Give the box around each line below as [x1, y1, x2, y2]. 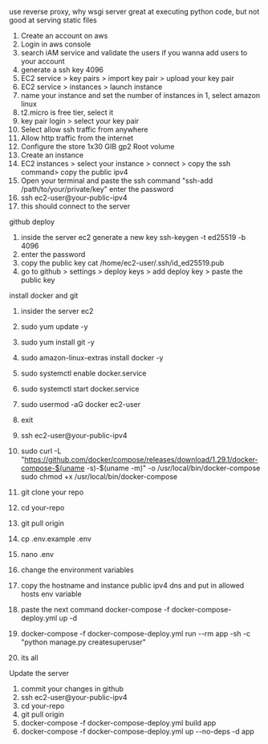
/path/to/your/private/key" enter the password [20, 185, 174, 193]
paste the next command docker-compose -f [20, 605, 170, 614]
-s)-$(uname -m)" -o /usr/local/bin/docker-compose [86, 463, 261, 473]
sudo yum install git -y [20, 337, 95, 347]
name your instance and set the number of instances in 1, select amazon [20, 91, 261, 100]
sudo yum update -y [20, 322, 88, 331]
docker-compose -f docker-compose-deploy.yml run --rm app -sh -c [20, 629, 251, 638]
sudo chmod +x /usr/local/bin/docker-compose [20, 472, 178, 481]
